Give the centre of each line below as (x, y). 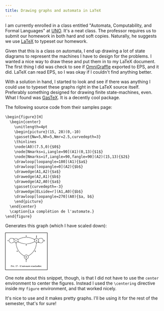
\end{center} (23, 207)
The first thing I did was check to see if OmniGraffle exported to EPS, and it (82, 67)
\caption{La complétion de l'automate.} (52, 211)
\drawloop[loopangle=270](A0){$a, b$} (54, 197)
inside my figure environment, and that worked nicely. (61, 288)
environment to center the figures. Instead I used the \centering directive (80, 283)
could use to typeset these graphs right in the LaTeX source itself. (73, 87)
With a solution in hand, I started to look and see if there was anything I (78, 82)
